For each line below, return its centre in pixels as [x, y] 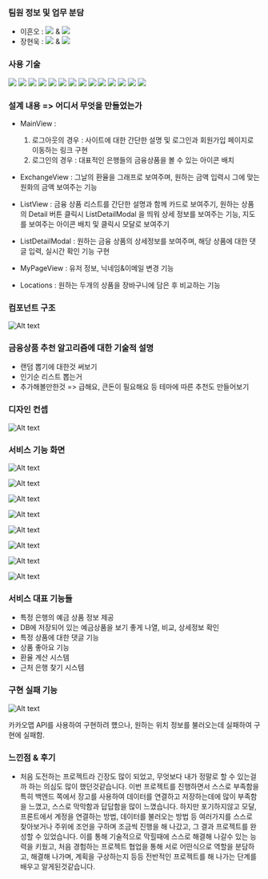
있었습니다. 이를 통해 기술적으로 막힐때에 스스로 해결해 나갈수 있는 [146, 836]
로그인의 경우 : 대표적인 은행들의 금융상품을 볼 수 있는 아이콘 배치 [133, 160]
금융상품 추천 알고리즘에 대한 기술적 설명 [81, 348]
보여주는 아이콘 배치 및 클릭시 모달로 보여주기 [99, 224]
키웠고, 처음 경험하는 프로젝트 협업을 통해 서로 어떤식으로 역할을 [134, 846]
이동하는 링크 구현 [60, 150]
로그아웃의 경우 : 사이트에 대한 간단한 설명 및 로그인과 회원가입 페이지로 [143, 140]
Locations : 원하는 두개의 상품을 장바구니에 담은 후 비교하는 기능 [120, 285]
